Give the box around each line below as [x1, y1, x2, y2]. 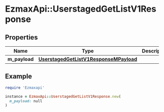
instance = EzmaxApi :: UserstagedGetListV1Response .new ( [5, 94, 121, 99]
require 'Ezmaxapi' [5, 85, 45, 90]
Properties [5, 33, 38, 41]
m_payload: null [9, 98, 42, 103]
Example [5, 72, 32, 81]
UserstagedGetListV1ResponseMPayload [38, 56, 138, 62]
